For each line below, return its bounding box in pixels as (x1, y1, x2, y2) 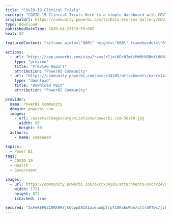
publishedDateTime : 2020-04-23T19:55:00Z (5, 27, 95, 32)
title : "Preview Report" (14, 64, 67, 69)
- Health (10, 163, 28, 168)
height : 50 (18, 126, 42, 131)
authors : (10, 130, 28, 135)
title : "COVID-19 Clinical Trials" (5, 7, 81, 13)
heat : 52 (5, 31, 24, 36)
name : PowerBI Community (10, 102, 63, 107)
